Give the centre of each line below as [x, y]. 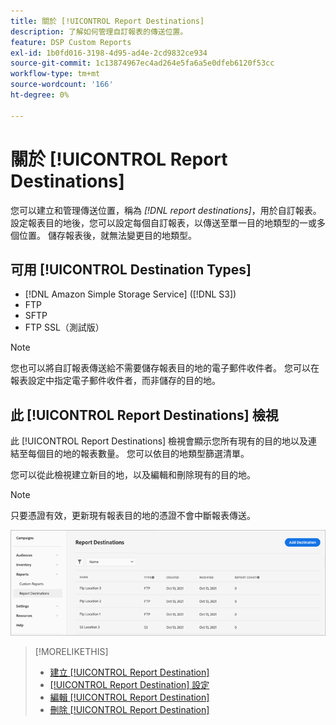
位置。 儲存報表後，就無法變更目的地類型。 [107, 235]
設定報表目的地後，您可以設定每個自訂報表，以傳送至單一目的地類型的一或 [163, 222]
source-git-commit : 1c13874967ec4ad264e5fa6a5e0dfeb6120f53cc [142, 63]
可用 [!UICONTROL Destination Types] [131, 269]
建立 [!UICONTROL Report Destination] [129, 672]
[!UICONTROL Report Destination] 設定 [129, 684]
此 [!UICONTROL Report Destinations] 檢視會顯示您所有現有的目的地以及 [159, 441]
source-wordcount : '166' [62, 85]
